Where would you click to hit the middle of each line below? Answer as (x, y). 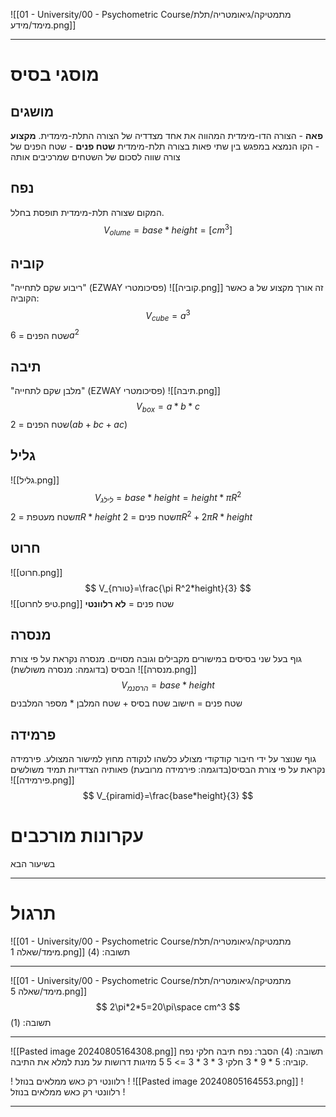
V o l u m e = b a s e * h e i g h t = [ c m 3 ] (168, 230)
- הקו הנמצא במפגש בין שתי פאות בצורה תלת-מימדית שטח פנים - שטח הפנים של (165, 146)
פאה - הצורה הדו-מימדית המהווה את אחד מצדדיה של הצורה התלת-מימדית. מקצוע (167, 135)
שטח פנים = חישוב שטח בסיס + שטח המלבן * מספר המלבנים (126, 703)
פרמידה (33, 734)
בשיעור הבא (33, 863)
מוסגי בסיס (55, 75)
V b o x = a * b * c (168, 407)
